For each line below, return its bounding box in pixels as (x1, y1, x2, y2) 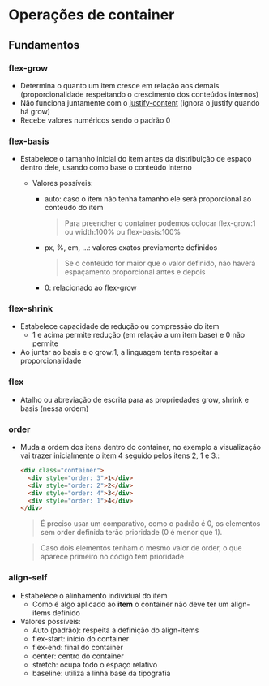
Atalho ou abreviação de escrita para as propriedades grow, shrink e (19, 395, 250, 404)
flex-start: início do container (32, 633, 130, 643)
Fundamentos (8, 38, 80, 52)
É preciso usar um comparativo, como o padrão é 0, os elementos (40, 519, 261, 529)
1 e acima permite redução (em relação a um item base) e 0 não (32, 330, 246, 340)
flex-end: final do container (32, 642, 123, 652)
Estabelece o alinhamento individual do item (19, 590, 168, 600)
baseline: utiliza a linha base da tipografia (32, 668, 171, 678)
